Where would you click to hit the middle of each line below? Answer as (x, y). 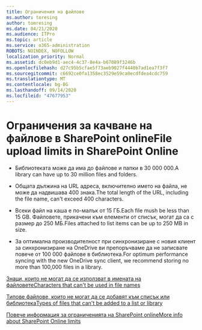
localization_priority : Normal (45, 57)
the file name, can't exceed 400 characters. (69, 199)
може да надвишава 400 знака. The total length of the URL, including (102, 192)
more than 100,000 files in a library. (59, 267)
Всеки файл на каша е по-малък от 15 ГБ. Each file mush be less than (102, 210)
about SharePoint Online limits (44, 321)
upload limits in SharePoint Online (92, 151)
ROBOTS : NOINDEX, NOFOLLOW (40, 51)
